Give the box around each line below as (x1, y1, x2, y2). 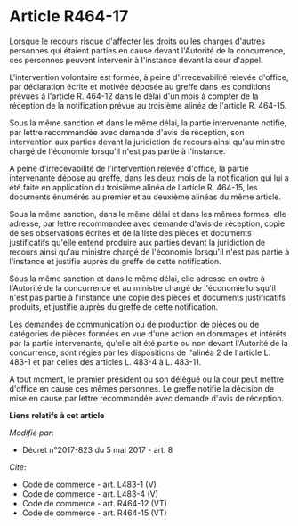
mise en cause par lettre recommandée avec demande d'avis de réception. (9, 392, 285, 403)
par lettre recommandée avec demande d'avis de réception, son (9, 126, 245, 137)
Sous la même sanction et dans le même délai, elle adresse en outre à (9, 273, 265, 284)
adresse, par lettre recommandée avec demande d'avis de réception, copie (9, 218, 286, 229)
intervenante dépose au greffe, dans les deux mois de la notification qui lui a (9, 172, 289, 183)
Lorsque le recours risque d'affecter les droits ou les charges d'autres (9, 36, 265, 46)
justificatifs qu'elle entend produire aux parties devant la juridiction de (9, 237, 265, 247)
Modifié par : (9, 427, 55, 438)
